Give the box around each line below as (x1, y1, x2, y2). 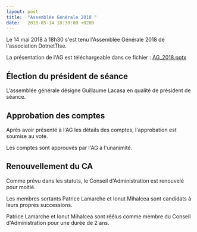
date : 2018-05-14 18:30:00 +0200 (6, 20, 95, 26)
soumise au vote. (6, 133, 48, 140)
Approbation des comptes (6, 111, 105, 121)
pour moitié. (6, 183, 36, 190)
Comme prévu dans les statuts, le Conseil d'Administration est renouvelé (6, 177, 185, 184)
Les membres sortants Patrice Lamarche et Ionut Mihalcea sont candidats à (6, 195, 192, 202)
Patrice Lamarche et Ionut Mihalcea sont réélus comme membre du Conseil (6, 212, 191, 220)
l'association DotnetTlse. (6, 42, 67, 49)
